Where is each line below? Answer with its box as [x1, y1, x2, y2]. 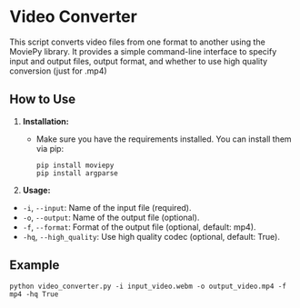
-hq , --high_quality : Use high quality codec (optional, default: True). [22, 231, 280, 242]
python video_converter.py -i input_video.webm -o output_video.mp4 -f [9, 282, 286, 291]
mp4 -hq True [9, 289, 59, 299]
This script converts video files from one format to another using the [9, 36, 265, 47]
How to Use [9, 92, 76, 107]
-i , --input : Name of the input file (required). [22, 202, 193, 213]
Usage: [22, 184, 51, 195]
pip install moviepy [35, 161, 115, 170]
